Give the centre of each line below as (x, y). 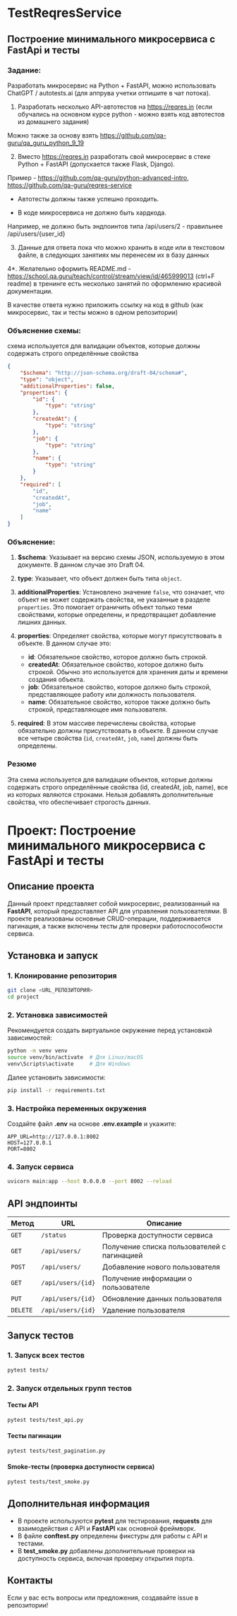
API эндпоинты (43, 1203)
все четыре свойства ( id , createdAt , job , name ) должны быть (108, 738)
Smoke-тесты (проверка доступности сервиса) (81, 1467)
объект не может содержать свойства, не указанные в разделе (114, 600)
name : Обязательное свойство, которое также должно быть (119, 702)
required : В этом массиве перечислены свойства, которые (107, 723)
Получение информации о (147, 1279)
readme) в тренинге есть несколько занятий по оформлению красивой (115, 283)
